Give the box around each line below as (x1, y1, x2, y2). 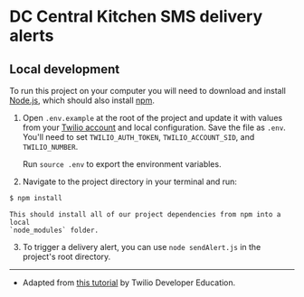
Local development (9, 61, 120, 77)
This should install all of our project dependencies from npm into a (9, 209, 281, 218)
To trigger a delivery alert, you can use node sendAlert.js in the (22, 241, 261, 252)
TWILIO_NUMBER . (22, 142, 79, 152)
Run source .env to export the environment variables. (22, 159, 222, 169)
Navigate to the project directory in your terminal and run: (22, 176, 238, 187)
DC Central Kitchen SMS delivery (9, 6, 263, 27)
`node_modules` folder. (9, 226, 100, 235)
